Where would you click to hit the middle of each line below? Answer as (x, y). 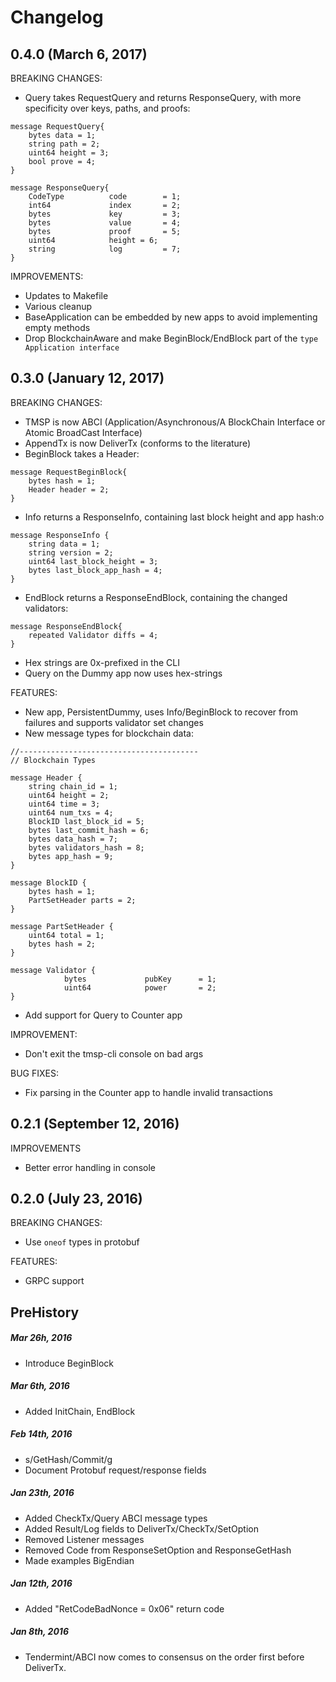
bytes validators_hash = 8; (86, 847)
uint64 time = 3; (64, 804)
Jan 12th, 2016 (41, 1583)
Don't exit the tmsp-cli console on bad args (114, 1053)
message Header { (46, 777)
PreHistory (45, 1312)
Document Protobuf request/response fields (115, 1470)
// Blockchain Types (53, 760)
